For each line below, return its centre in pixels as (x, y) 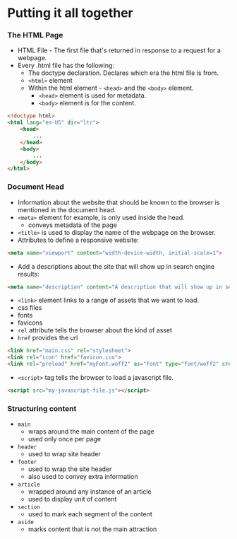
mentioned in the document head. (67, 209)
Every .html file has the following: (66, 66)
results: (29, 274)
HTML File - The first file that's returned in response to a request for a (119, 50)
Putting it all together (71, 13)
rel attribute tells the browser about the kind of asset (95, 330)
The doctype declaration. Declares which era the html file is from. (123, 73)
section (29, 507)
